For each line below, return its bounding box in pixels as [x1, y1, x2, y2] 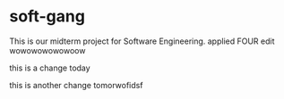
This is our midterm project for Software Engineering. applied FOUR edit [9, 36, 275, 46]
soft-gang [9, 6, 85, 27]
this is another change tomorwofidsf [9, 79, 143, 90]
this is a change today [9, 62, 91, 73]
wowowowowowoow [9, 45, 86, 55]
